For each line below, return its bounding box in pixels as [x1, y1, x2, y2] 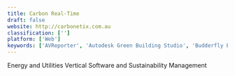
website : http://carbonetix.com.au [7, 23, 111, 30]
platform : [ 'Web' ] [7, 36, 61, 43]
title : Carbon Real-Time [7, 10, 80, 17]
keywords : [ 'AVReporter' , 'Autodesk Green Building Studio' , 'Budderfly [7, 42, 224, 49]
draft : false [7, 17, 45, 23]
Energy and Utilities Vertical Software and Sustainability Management [7, 61, 208, 69]
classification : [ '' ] [7, 29, 71, 37]
